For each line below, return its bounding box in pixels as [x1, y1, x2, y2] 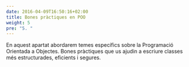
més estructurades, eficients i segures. [6, 54, 102, 61]
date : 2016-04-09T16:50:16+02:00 [6, 8, 89, 15]
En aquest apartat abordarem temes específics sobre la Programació [6, 42, 174, 49]
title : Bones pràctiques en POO [6, 14, 86, 20]
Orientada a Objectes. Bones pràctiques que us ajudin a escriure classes [6, 48, 183, 55]
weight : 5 [6, 20, 31, 25]
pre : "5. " [6, 25, 33, 31]
